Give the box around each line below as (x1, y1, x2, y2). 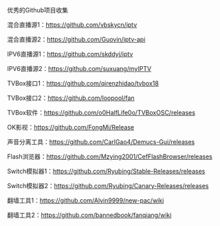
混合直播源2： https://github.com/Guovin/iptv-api (7, 35, 146, 43)
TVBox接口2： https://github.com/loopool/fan (7, 94, 135, 102)
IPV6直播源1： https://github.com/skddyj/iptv (7, 50, 133, 58)
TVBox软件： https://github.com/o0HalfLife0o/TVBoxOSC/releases (7, 109, 196, 116)
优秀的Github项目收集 (7, 6, 69, 14)
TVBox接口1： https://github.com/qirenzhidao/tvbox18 (7, 79, 159, 88)
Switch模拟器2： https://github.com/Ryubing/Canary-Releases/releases (7, 182, 209, 189)
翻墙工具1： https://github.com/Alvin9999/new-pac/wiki (7, 196, 164, 205)
